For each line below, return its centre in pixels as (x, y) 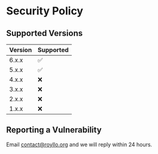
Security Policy (45, 11)
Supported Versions (44, 33)
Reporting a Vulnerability (54, 130)
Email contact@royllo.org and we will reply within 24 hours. (79, 144)
